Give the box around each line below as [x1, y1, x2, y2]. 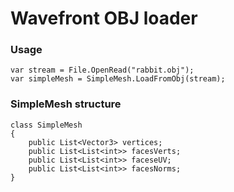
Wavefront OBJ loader [10, 7, 198, 30]
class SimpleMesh [10, 120, 83, 130]
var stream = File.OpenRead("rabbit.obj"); [10, 65, 195, 76]
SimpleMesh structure [10, 97, 122, 111]
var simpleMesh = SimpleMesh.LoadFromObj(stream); [10, 74, 226, 84]
